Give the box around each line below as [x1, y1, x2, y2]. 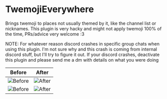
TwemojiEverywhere [5, 4, 94, 15]
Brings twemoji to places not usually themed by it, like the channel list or [5, 20, 156, 26]
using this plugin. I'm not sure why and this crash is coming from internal [5, 46, 157, 52]
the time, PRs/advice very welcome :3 [5, 31, 85, 37]
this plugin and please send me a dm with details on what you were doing [5, 57, 159, 63]
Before [10, 69, 27, 76]
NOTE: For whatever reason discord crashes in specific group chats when [5, 40, 160, 46]
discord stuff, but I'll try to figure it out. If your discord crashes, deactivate [5, 52, 160, 58]
